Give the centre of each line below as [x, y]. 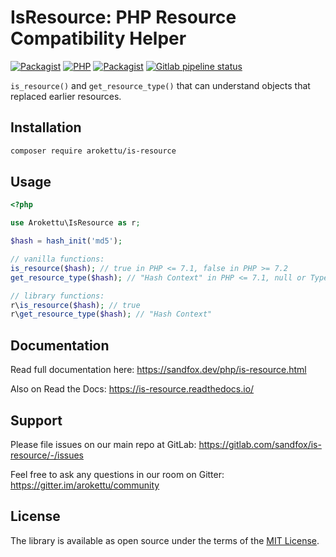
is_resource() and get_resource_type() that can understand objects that [160, 85]
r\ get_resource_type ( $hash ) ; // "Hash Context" [111, 314]
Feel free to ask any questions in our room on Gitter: [117, 474]
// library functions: [57, 296]
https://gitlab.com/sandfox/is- [260, 444]
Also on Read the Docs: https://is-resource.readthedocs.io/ [132, 389]
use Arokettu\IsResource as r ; [75, 223]
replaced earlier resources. [66, 96]
